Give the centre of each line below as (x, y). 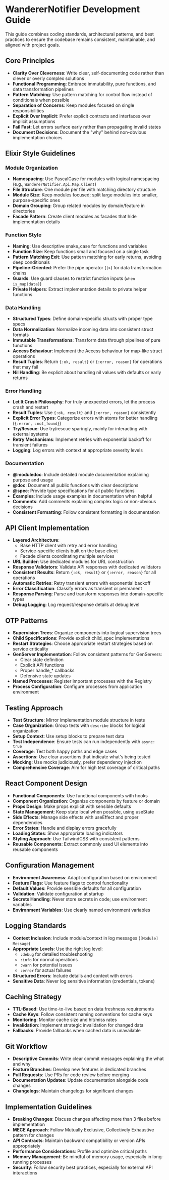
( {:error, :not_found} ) (37, 423)
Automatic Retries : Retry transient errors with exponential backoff (81, 583)
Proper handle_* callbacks (47, 670)
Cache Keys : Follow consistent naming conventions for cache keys (82, 1014)
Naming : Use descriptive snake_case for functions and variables (80, 246)
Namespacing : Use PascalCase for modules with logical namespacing (86, 179)
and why (21, 1064)
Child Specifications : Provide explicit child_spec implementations (81, 638)
